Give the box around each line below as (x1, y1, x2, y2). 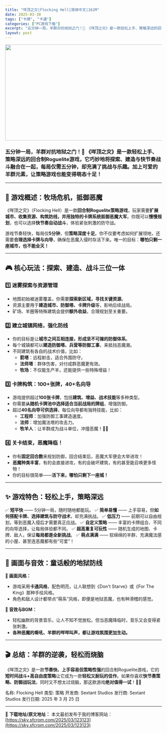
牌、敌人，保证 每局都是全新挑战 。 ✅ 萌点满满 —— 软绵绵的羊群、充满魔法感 (5, 532, 162, 538)
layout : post (5, 30, 32, 35)
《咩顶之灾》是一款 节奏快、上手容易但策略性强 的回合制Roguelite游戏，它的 (5, 667, 160, 673)
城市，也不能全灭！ (9, 243, 49, 249)
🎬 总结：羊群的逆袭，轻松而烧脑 (5, 650, 104, 659)
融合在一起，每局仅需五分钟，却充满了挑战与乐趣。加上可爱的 (10, 163, 158, 170)
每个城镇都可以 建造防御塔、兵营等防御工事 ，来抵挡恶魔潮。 (12, 342, 135, 348)
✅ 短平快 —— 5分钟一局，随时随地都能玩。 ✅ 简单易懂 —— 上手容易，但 (5, 507, 155, 513)
